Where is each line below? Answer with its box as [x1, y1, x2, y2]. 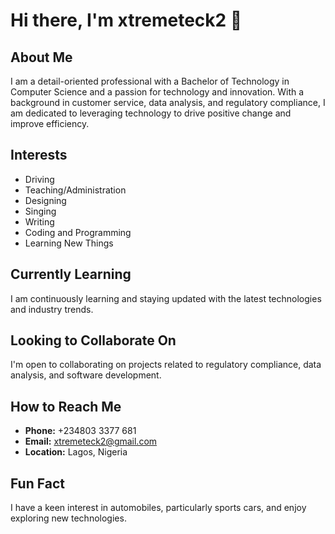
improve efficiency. [10, 118, 90, 129]
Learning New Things [24, 237, 114, 249]
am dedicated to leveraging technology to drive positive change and [10, 107, 292, 119]
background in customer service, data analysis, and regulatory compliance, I [10, 97, 326, 108]
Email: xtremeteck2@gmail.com [24, 435, 158, 448]
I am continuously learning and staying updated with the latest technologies [10, 292, 322, 304]
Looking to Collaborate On [10, 332, 177, 349]
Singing [24, 205, 57, 217]
